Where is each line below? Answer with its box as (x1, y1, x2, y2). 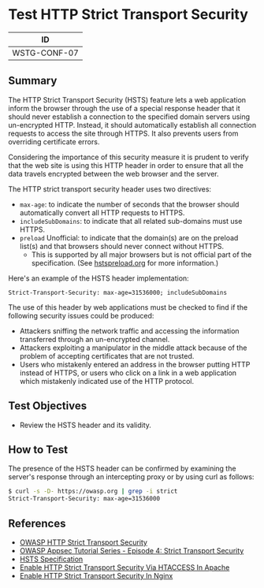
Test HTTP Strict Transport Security (8, 6, 248, 24)
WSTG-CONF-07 (12, 47, 79, 58)
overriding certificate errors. (8, 136, 100, 147)
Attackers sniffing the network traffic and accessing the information (19, 326, 240, 336)
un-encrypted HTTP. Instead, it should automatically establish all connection (8, 120, 257, 129)
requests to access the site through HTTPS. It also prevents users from (8, 128, 239, 138)
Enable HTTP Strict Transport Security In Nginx (19, 571, 173, 580)
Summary (8, 74, 58, 87)
